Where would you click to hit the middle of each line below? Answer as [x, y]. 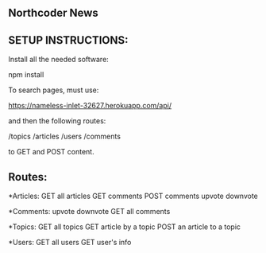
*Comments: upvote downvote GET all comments [89, 212]
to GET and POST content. [51, 152]
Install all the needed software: [58, 60]
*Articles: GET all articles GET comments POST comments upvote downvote [133, 196]
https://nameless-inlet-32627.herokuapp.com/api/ [90, 106]
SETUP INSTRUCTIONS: [68, 40]
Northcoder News [54, 13]
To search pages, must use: [54, 90]
